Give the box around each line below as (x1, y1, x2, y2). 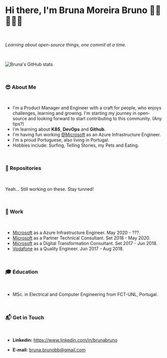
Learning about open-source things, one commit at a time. (5, 41, 126, 47)
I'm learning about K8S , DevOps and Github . (12, 126, 106, 133)
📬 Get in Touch (5, 314, 44, 321)
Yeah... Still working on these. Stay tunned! (5, 186, 94, 192)
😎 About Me (5, 83, 37, 90)
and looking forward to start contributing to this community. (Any (28, 115, 162, 122)
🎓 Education (5, 268, 38, 275)
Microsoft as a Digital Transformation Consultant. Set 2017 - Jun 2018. (12, 240, 158, 246)
